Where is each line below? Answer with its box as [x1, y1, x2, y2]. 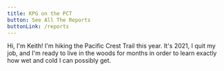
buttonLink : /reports [7, 23, 70, 30]
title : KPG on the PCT [7, 10, 72, 17]
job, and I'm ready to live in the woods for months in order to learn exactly [7, 49, 217, 57]
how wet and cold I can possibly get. [7, 57, 112, 65]
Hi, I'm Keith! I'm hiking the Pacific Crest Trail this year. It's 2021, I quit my [7, 42, 216, 50]
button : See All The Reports [7, 17, 91, 23]
